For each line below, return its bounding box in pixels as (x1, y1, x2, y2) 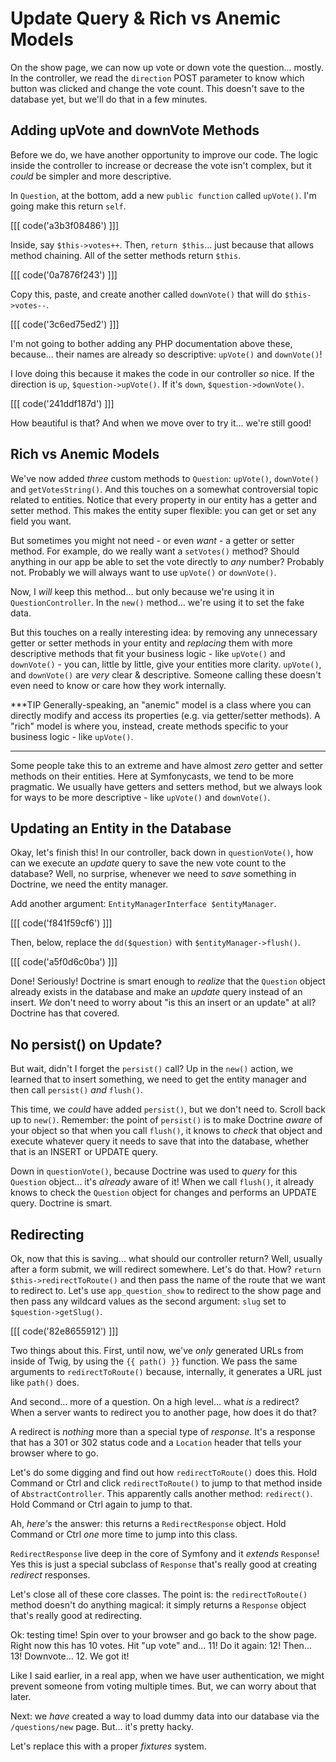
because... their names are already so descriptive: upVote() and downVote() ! (10, 348, 323, 360)
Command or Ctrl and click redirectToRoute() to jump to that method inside (10, 1477, 323, 1489)
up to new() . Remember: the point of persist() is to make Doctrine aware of (10, 1114, 323, 1126)
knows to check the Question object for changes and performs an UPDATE (10, 1187, 317, 1199)
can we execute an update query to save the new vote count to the (10, 857, 287, 869)
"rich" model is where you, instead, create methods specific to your (10, 720, 289, 732)
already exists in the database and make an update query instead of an (10, 986, 303, 998)
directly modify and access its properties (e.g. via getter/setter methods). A (10, 709, 321, 721)
